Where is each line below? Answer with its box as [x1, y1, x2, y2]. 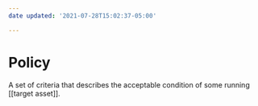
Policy [8, 53, 51, 71]
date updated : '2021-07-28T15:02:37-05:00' [8, 11, 157, 20]
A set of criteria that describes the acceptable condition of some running [8, 79, 250, 89]
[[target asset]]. [8, 88, 60, 98]
